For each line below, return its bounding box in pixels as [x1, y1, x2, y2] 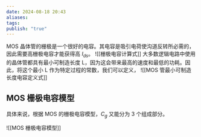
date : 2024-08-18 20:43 [6, 8, 66, 15]
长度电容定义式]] [6, 74, 48, 81]
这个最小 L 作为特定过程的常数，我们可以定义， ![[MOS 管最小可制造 [22, 67, 192, 74]
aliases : [6, 14, 28, 20]
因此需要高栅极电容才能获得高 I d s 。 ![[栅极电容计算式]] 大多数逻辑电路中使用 [6, 50, 196, 59]
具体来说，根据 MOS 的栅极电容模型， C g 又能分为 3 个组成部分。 [6, 110, 168, 119]
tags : [6, 20, 20, 26]
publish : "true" [6, 25, 47, 32]
